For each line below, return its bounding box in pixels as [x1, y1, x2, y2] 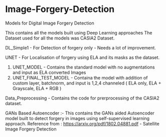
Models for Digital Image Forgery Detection [5, 20, 94, 26]
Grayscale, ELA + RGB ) [12, 85, 62, 91]
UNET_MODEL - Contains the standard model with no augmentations [12, 64, 155, 70]
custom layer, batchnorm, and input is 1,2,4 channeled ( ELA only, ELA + [12, 80, 161, 86]
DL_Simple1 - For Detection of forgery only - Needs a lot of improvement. [5, 44, 156, 50]
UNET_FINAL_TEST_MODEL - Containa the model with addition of [12, 74, 148, 80]
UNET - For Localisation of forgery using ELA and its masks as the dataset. [5, 54, 160, 60]
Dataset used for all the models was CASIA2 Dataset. [5, 35, 115, 41]
